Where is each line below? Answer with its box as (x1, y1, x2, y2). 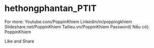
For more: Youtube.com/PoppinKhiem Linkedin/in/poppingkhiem (4, 19, 132, 24)
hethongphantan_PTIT (4, 3, 97, 14)
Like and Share (4, 38, 34, 44)
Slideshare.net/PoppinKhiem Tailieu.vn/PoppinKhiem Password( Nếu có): (4, 24, 150, 29)
